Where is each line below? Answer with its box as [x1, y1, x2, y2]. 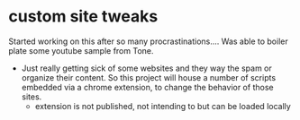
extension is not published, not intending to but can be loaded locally [34, 100, 292, 111]
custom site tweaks [8, 6, 159, 27]
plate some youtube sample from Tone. [8, 45, 154, 56]
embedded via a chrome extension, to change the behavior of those [21, 81, 274, 92]
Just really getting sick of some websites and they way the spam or [21, 63, 272, 73]
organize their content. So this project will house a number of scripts [21, 72, 277, 82]
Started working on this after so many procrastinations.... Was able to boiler [8, 36, 289, 47]
